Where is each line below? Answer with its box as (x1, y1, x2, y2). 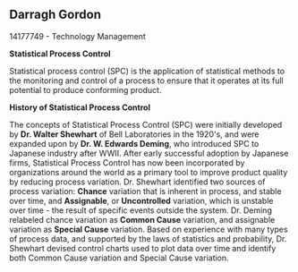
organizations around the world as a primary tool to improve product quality (9, 166, 288, 177)
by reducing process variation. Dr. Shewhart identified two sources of (9, 176, 266, 187)
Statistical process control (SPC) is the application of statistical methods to (9, 65, 285, 76)
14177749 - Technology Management (9, 30, 146, 41)
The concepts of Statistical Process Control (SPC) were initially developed (9, 119, 283, 130)
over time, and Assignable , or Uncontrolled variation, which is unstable (9, 195, 274, 206)
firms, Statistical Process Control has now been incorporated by (9, 157, 245, 168)
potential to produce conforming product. (9, 84, 162, 95)
